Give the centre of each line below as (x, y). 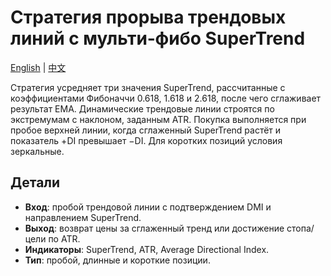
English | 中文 (38, 67)
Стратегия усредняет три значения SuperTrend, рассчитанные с (148, 87)
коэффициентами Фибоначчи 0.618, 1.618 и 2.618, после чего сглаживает (166, 98)
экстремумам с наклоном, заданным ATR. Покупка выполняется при (158, 119)
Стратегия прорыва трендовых (148, 17)
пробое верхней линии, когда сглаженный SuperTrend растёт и (146, 130)
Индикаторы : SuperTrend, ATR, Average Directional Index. (147, 249)
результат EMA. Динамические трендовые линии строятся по (142, 108)
